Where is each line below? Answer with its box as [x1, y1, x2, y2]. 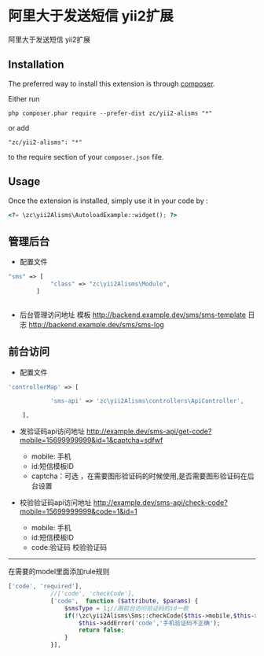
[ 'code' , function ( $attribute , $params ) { [49, 597, 199, 605]
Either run [8, 94, 40, 103]
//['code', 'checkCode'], [49, 590, 135, 598]
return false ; [78, 626, 125, 634]
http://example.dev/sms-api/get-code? [86, 426, 212, 437]
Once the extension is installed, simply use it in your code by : [8, 196, 208, 205]
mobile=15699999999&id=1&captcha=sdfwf [19, 436, 163, 445]
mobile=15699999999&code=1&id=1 [19, 507, 137, 516]
